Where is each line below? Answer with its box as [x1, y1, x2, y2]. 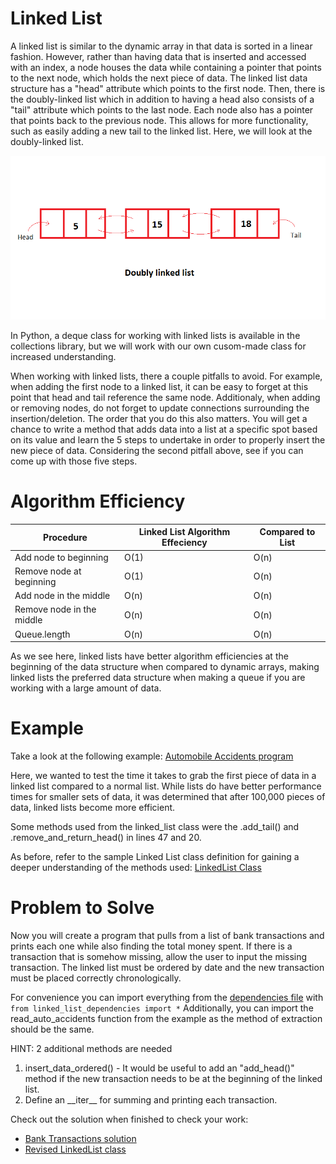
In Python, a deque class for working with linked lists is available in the [10, 329, 301, 341]
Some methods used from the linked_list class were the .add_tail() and [10, 821, 300, 833]
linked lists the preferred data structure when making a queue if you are [10, 672, 306, 684]
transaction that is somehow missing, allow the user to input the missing [10, 950, 308, 962]
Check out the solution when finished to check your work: [10, 1113, 249, 1125]
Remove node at [14, 565, 82, 577]
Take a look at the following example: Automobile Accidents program [10, 750, 294, 762]
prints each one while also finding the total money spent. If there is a [10, 940, 293, 952]
